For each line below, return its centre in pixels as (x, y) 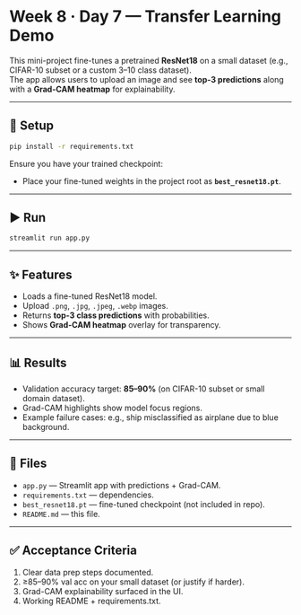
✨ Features (41, 274)
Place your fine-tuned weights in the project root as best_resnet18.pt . (151, 180)
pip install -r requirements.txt (72, 146)
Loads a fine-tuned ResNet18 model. (90, 296)
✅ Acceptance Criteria (73, 551)
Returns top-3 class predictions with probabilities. (116, 315)
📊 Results (38, 362)
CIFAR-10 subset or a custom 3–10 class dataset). (101, 70)
